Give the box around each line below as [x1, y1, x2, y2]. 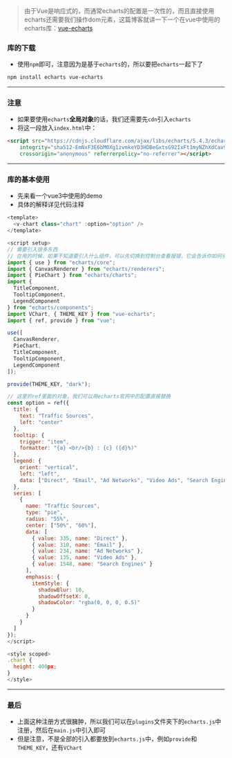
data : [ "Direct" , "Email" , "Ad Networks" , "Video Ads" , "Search [19, 477, 209, 484]
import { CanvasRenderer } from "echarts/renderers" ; [7, 265, 166, 272]
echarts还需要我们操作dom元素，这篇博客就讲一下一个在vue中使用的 [23, 15, 220, 24]
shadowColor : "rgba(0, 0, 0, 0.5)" [37, 599, 140, 606]
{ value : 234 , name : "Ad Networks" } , [32, 547, 144, 555]
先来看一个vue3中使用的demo [17, 192, 103, 200]
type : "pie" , [25, 509, 64, 516]
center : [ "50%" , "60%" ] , [25, 522, 97, 529]
